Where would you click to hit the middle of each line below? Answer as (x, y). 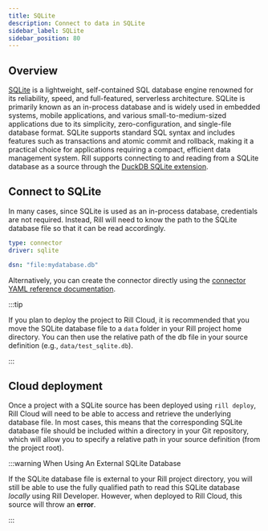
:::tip (16, 304)
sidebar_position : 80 (45, 38)
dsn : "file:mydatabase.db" (53, 265)
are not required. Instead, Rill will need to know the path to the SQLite (123, 219)
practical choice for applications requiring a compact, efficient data (120, 150)
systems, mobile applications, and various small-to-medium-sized (118, 116)
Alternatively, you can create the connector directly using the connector (127, 280)
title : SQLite (32, 16)
